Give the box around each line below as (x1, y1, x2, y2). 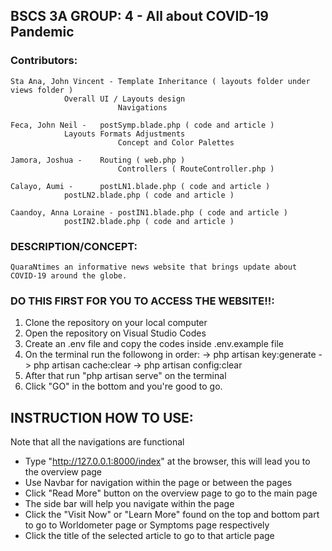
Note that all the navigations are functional (10, 436, 185, 448)
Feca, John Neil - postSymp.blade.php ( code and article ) (10, 120, 275, 130)
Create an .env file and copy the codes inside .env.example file (24, 338, 284, 350)
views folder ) (10, 85, 74, 95)
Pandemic (10, 24, 75, 41)
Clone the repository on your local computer (24, 317, 208, 329)
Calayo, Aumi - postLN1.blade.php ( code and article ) (10, 181, 271, 191)
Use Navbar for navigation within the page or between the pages (24, 477, 293, 489)
